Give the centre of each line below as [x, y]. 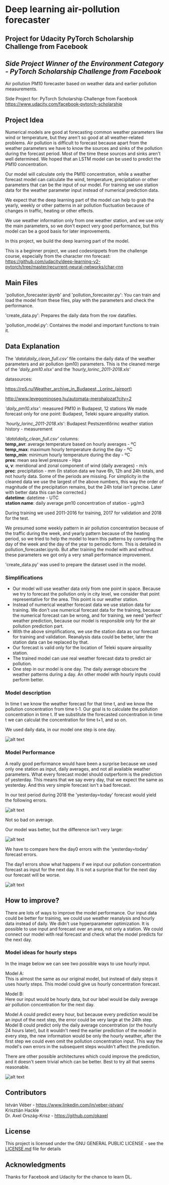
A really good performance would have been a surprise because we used [81, 764]
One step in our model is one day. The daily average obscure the [79, 669]
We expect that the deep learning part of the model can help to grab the [80, 200]
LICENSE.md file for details [33, 1149]
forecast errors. [21, 854]
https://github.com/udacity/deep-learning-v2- [53, 261]
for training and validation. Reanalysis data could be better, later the [82, 637]
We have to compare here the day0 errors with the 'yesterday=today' [77, 849]
